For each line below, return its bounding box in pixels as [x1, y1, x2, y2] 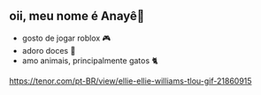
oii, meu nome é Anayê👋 [9, 9, 145, 24]
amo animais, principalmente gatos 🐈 [21, 55, 159, 66]
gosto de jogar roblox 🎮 [21, 33, 111, 43]
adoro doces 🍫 [21, 45, 76, 55]
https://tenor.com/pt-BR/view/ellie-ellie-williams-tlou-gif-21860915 [9, 76, 252, 86]
